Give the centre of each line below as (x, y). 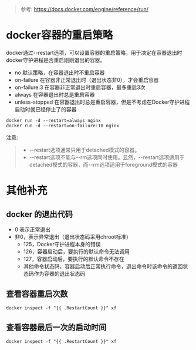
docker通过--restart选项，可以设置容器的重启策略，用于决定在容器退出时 (94, 52)
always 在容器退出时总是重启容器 (55, 94)
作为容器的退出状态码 (60, 273)
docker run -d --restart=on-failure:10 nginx (62, 126)
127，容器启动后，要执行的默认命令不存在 (74, 259)
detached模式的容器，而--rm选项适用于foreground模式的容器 (103, 164)
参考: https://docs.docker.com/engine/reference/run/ (84, 9)
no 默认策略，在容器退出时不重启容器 (60, 72)
